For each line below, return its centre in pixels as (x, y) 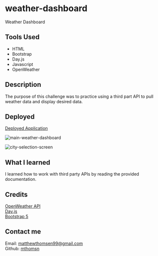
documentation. (21, 179)
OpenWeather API (23, 206)
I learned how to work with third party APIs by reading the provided (72, 174)
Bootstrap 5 (17, 216)
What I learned (28, 162)
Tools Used (22, 37)
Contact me (23, 232)
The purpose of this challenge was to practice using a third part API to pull (79, 96)
